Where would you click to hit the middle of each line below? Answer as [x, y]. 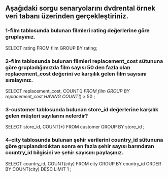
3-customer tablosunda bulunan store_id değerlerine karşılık [82, 109]
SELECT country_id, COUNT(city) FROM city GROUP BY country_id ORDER [83, 163]
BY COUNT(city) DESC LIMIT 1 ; [39, 169]
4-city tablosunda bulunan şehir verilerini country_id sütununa [84, 140]
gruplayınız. [20, 37]
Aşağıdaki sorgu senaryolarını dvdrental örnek [80, 8]
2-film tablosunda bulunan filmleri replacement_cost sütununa [84, 61]
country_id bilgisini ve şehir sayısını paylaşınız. [64, 153]
